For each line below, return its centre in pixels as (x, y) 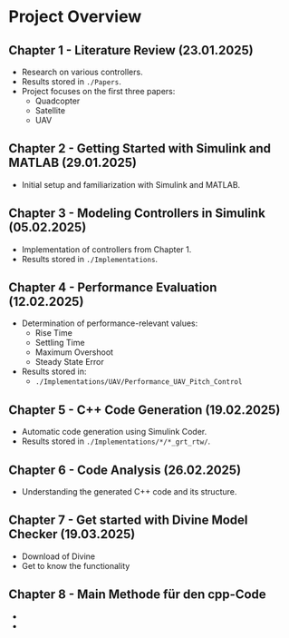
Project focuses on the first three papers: (98, 91)
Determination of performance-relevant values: (110, 323)
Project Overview (75, 17)
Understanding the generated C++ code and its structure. (129, 492)
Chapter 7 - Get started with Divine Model (128, 520)
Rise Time (54, 333)
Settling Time (60, 343)
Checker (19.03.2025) (72, 534)
